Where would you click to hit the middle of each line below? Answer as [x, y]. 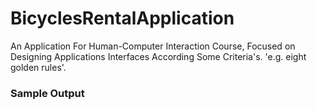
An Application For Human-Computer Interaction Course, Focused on [153, 46]
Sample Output [47, 93]
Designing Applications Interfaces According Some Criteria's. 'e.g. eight [158, 56]
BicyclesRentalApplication [122, 18]
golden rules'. [38, 67]
